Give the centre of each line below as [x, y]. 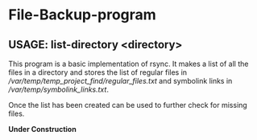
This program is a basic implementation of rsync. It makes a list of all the [128, 64]
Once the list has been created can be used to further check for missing [128, 105]
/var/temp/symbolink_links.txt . [58, 89]
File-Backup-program [83, 15]
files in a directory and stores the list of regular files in [98, 72]
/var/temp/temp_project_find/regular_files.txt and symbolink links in [120, 81]
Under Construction [42, 129]
